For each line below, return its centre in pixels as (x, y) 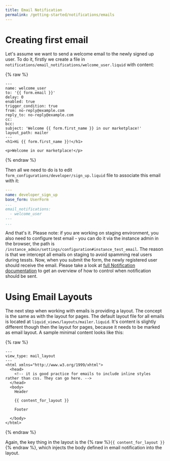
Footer (21, 410)
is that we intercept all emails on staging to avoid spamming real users (79, 254)
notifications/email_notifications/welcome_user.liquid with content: (80, 65)
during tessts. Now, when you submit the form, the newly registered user (81, 260)
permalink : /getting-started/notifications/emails (60, 15)
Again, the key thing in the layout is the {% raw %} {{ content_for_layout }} (85, 442)
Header (21, 392)
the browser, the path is (30, 244)
